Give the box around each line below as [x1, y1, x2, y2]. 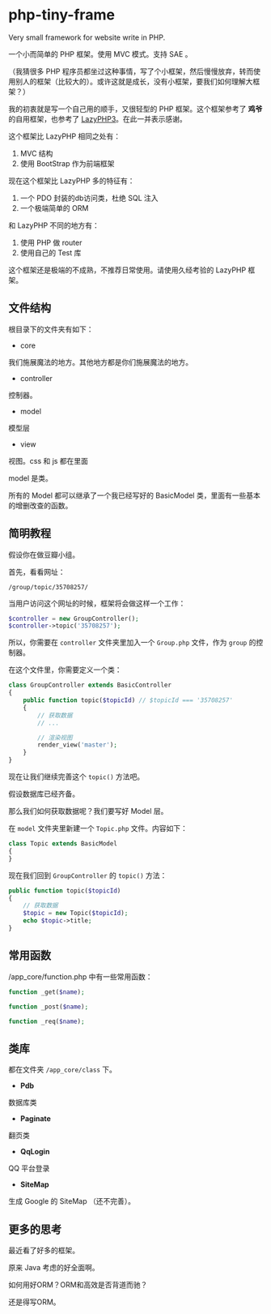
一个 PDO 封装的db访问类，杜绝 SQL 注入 [19, 193, 159, 203]
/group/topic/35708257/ [8, 583, 89, 591]
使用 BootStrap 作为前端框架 [19, 158, 115, 168]
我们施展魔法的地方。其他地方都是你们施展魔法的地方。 [8, 357, 193, 366]
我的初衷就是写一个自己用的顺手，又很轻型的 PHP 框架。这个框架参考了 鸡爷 [8, 104, 263, 113]
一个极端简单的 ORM [19, 203, 89, 212]
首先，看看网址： [8, 567, 66, 576]
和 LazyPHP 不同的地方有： [8, 220, 100, 230]
